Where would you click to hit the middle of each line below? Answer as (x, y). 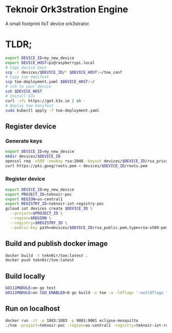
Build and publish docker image (57, 244)
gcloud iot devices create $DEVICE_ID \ (49, 209)
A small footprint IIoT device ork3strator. (48, 24)
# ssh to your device (28, 87)
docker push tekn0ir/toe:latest (40, 260)
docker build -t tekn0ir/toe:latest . (47, 255)
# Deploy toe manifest (29, 106)
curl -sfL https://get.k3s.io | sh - (46, 101)
